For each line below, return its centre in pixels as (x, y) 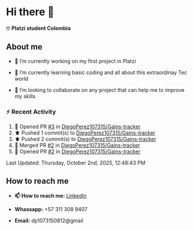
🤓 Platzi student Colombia (38, 28)
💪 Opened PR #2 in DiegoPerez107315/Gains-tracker (78, 152)
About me (24, 47)
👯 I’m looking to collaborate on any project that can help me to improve (99, 90)
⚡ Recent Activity (31, 112)
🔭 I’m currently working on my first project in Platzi (75, 61)
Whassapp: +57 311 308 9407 (51, 209)
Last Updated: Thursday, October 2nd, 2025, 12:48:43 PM (76, 163)
